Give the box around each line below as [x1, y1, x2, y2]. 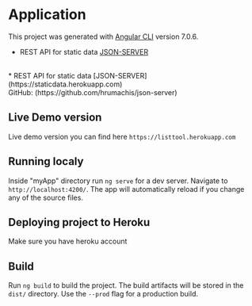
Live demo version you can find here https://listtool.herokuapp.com [8, 132, 236, 141]
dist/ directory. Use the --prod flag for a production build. [8, 289, 198, 299]
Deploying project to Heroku [8, 216, 151, 229]
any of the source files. [8, 193, 83, 202]
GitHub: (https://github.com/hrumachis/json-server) [8, 87, 178, 97]
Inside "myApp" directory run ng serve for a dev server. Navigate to [8, 176, 228, 186]
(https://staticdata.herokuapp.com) [8, 79, 123, 89]
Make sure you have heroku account [8, 236, 128, 247]
